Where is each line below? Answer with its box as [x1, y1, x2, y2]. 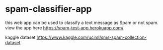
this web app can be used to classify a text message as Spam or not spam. [5, 20, 159, 25]
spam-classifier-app [5, 3, 92, 15]
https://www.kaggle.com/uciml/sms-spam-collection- [36, 34, 147, 40]
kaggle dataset [5, 34, 36, 40]
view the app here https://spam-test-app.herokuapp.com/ [5, 25, 124, 30]
